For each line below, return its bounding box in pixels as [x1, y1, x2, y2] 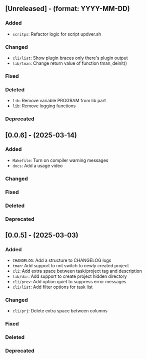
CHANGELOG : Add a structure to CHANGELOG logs [12, 257, 111, 263]
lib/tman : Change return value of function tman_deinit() [12, 60, 127, 66]
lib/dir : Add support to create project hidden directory [12, 273, 127, 279]
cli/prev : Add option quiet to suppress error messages [12, 279, 126, 285]
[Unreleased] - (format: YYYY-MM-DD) [5, 5, 130, 13]
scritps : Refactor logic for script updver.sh [12, 31, 101, 37]
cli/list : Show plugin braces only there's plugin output [12, 55, 128, 61]
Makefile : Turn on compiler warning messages [12, 157, 108, 163]
